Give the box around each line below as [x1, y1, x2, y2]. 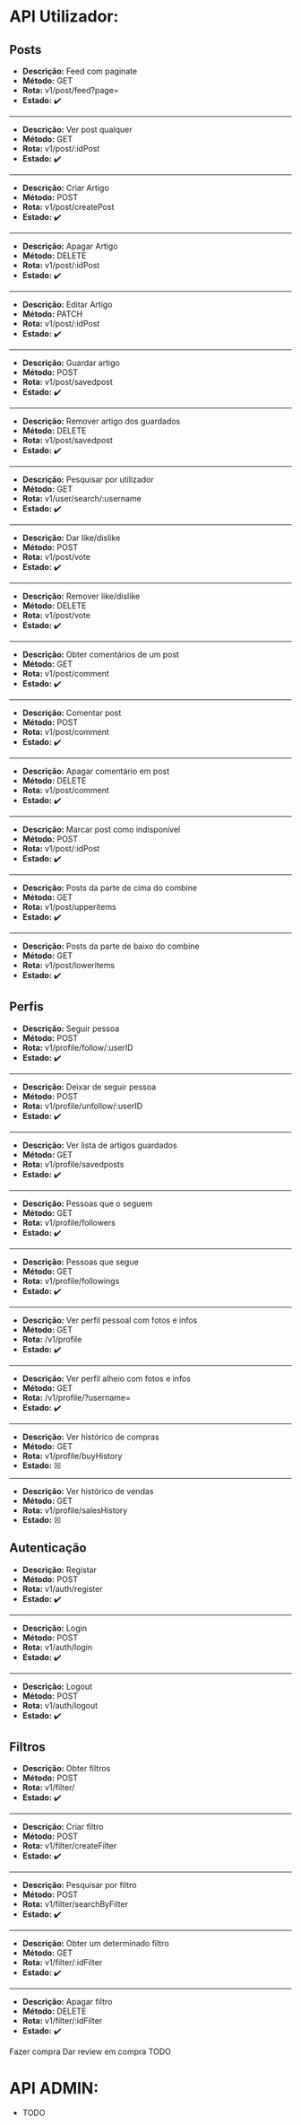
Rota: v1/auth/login [21, 1641, 93, 1652]
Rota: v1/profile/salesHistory [21, 1505, 128, 1516]
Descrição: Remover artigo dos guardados [21, 415, 181, 426]
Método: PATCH [21, 309, 83, 319]
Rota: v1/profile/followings [21, 1275, 120, 1286]
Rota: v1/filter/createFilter [21, 1841, 117, 1851]
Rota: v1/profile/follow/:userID [21, 1042, 133, 1053]
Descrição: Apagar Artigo [21, 240, 118, 251]
